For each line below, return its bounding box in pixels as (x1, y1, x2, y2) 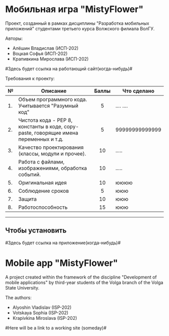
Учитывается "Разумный (18, 102, 79, 109)
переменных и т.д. (18, 135, 64, 142)
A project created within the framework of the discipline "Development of (5, 274, 157, 280)
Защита (18, 195, 37, 202)
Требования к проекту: (5, 75, 55, 81)
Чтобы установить (5, 226, 67, 235)
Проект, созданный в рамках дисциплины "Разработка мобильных (5, 20, 149, 26)
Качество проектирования (18, 144, 84, 151)
